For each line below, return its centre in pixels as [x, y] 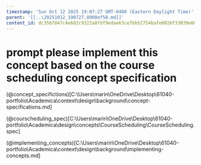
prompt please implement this [82, 52]
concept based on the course [80, 65]
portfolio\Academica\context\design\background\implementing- [85, 149]
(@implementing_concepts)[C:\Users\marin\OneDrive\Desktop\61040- [93, 143]
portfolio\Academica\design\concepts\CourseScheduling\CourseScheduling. [100, 125]
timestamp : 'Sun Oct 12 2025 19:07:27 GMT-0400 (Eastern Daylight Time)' [100, 12]
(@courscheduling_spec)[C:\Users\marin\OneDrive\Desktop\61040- [90, 119]
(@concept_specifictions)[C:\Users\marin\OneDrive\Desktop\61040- [90, 94]
